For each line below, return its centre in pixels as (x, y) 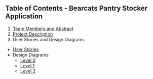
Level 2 (28, 71)
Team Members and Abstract (43, 29)
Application (24, 17)
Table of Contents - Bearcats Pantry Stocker (76, 8)
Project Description (33, 34)
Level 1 (27, 65)
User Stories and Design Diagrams (49, 39)
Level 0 (28, 60)
